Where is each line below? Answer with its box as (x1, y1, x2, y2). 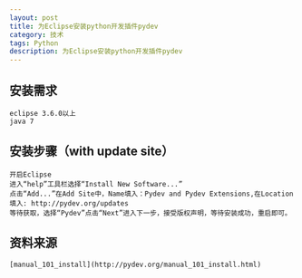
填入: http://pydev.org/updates (9, 198, 129, 208)
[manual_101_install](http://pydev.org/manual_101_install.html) (9, 260, 261, 269)
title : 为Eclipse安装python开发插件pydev (9, 22, 159, 31)
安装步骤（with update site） (9, 144, 174, 159)
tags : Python (9, 38, 59, 48)
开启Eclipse (9, 169, 52, 179)
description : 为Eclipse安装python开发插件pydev (9, 47, 183, 56)
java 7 (9, 117, 34, 126)
